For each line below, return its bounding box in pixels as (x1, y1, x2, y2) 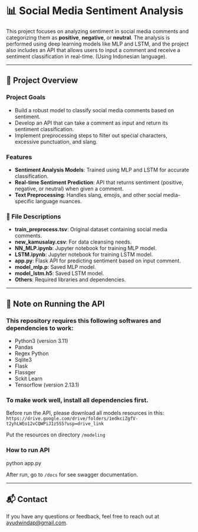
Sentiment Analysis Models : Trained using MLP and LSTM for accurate (14, 166, 190, 173)
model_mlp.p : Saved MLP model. (14, 264, 96, 271)
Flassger (14, 368, 37, 375)
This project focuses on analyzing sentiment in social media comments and (6, 27, 189, 35)
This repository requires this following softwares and (6, 316, 161, 325)
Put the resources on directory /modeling (6, 432, 105, 439)
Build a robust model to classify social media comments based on (14, 106, 174, 113)
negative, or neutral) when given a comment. (14, 185, 124, 192)
